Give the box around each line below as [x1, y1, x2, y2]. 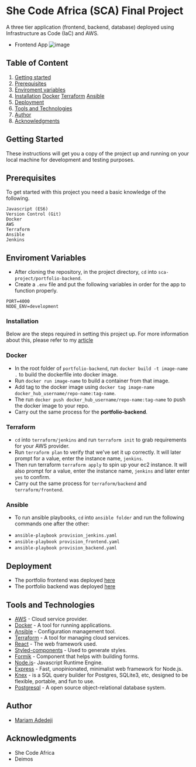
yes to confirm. [14, 474, 51, 481]
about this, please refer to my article [6, 337, 94, 344]
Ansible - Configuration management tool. [14, 628, 116, 634]
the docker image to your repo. [14, 402, 90, 409]
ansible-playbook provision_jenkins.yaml [14, 532, 117, 539]
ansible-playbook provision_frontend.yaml [14, 539, 120, 545]
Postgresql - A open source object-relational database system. [14, 684, 166, 691]
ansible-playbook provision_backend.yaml [14, 545, 117, 551]
